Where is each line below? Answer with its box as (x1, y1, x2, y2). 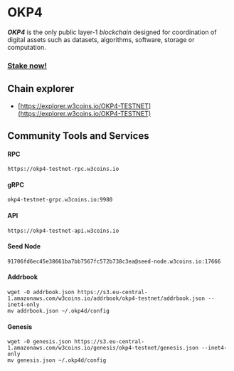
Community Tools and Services (7, 130, 149, 142)
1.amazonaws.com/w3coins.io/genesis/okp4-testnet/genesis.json (7, 345, 199, 352)
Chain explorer (7, 83, 75, 95)
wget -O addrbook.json (7, 289, 75, 296)
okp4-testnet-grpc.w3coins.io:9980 (7, 197, 113, 204)
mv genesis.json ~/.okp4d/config (7, 357, 107, 364)
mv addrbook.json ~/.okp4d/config (7, 308, 110, 315)
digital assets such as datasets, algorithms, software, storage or (7, 35, 195, 43)
